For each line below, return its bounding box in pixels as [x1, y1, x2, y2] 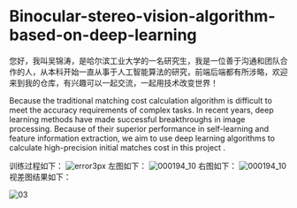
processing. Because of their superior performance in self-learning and [9, 123, 270, 134]
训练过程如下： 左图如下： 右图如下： [9, 160, 237, 171]
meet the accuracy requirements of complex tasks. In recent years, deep [9, 104, 274, 115]
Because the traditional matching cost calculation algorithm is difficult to [9, 95, 272, 105]
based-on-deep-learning [9, 25, 197, 45]
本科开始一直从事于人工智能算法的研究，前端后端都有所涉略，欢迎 [47, 66, 288, 77]
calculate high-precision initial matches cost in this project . [9, 142, 226, 152]
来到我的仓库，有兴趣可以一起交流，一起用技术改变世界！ [9, 77, 218, 88]
